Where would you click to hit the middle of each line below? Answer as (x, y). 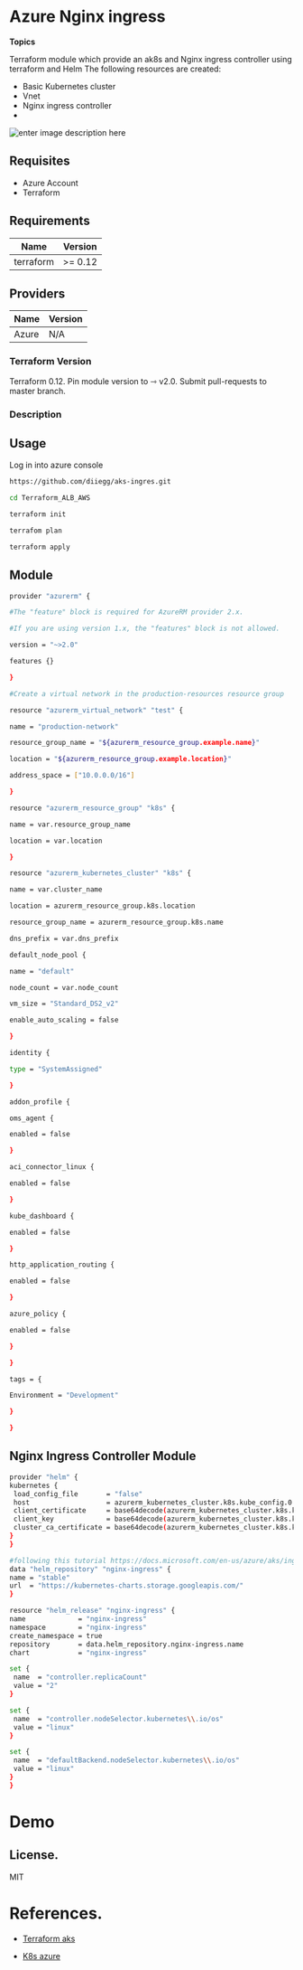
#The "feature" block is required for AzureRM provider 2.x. (127, 612)
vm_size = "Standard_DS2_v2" (64, 1004)
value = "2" (36, 1686)
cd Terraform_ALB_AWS (50, 498)
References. (56, 1913)
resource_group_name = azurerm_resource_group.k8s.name (116, 923)
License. (34, 1855)
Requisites (40, 161)
